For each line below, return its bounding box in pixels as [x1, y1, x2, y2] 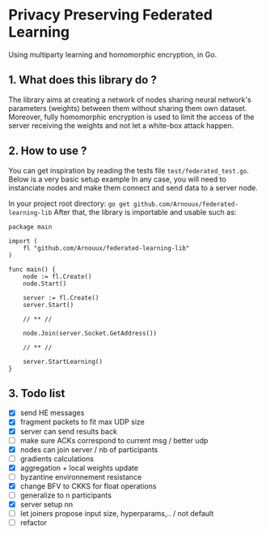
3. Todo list [8, 387, 65, 400]
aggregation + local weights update [19, 463, 139, 472]
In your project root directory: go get [8, 199, 131, 208]
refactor [19, 518, 47, 528]
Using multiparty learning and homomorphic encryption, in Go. [8, 49, 217, 59]
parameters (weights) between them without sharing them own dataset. [8, 103, 247, 113]
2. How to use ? [8, 144, 87, 158]
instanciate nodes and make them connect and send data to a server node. [8, 182, 259, 192]
